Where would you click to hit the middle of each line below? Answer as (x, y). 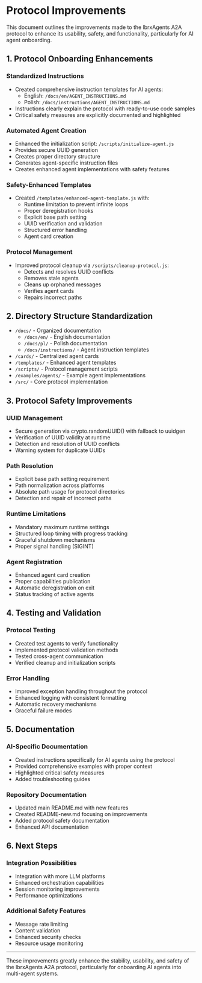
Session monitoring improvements (57, 889)
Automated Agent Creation (46, 130)
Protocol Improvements (66, 11)
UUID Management (35, 418)
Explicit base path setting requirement (62, 479)
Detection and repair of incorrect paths (63, 498)
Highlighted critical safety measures (60, 773)
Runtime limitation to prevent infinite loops (76, 204)
